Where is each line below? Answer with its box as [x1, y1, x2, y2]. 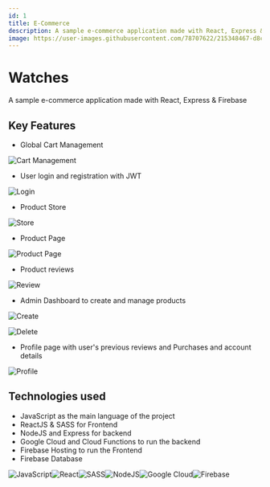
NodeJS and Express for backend [19, 428, 132, 438]
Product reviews [19, 264, 75, 274]
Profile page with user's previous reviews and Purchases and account [19, 342, 252, 352]
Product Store [19, 203, 67, 211]
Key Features [8, 118, 76, 133]
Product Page [19, 234, 66, 243]
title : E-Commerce [8, 19, 70, 27]
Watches [8, 69, 69, 87]
